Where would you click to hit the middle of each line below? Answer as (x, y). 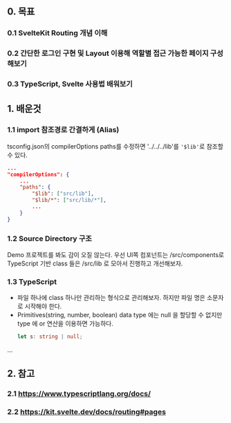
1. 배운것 (24, 109)
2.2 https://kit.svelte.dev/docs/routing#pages (86, 412)
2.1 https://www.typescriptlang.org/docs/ (79, 393)
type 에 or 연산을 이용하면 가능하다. (65, 323)
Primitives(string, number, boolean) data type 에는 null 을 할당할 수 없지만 (120, 315)
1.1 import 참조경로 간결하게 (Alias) (63, 130)
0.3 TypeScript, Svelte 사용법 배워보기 (70, 84)
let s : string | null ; (50, 337)
